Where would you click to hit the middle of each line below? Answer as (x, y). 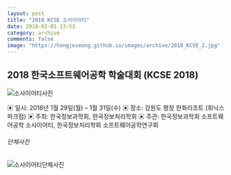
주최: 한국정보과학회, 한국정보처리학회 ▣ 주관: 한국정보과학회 (118, 116)
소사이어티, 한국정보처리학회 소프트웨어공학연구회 (92, 125)
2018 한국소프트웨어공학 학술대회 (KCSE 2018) (103, 75)
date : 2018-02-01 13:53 (41, 26)
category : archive (33, 33)
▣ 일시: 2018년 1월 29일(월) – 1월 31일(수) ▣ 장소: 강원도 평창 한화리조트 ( (108, 107)
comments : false (30, 39)
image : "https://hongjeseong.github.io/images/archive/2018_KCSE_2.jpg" (114, 45)
